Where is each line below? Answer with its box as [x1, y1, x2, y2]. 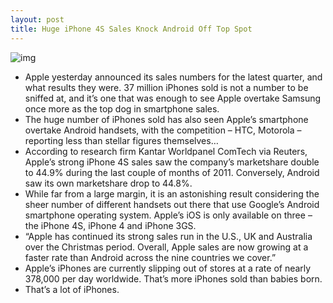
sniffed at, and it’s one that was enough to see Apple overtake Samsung [24, 92, 322, 104]
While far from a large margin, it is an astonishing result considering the [24, 187, 320, 200]
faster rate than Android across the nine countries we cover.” [24, 251, 277, 263]
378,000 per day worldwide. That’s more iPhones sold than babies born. [24, 272, 323, 285]
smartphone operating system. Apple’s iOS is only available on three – [24, 209, 313, 221]
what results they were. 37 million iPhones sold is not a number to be [24, 81, 309, 93]
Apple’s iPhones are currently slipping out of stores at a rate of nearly [24, 262, 312, 274]
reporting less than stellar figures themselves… [24, 134, 219, 146]
